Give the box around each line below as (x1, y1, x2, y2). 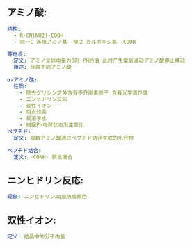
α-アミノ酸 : (7, 76, 38, 83)
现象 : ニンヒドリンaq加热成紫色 (7, 193, 88, 200)
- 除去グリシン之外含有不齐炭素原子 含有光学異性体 (19, 89, 148, 96)
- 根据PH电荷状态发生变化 (19, 122, 85, 129)
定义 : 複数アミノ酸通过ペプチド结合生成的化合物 (13, 134, 134, 141)
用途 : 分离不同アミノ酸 (13, 64, 72, 71)
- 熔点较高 (19, 108, 47, 116)
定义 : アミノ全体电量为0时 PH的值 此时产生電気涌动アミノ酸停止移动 (13, 58, 186, 65)
